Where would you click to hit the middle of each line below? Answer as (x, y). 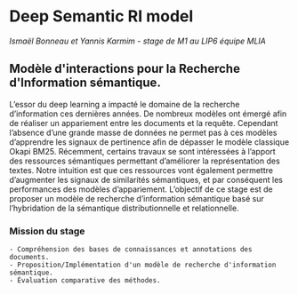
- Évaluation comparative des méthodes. (85, 281)
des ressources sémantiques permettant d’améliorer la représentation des (145, 161)
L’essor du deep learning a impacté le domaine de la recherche (125, 104)
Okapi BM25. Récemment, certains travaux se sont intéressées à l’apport (142, 151)
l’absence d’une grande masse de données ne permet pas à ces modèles (143, 132)
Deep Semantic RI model (101, 16)
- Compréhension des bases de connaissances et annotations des (131, 250)
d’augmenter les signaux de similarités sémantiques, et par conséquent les (146, 179)
